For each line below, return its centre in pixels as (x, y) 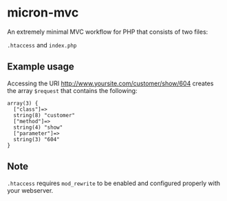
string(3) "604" (36, 139)
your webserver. (30, 190)
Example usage (41, 67)
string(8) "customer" (44, 115)
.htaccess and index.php (42, 45)
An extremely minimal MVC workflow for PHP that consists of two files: (108, 32)
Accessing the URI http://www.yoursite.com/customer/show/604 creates (110, 83)
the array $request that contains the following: (72, 90)
